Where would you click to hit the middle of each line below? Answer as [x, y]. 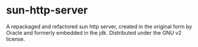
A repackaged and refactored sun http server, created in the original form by [99, 26]
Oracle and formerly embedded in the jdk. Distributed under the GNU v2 [94, 32]
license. [16, 39]
